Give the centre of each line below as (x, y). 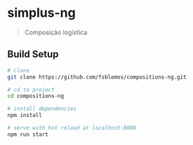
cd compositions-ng (36, 96)
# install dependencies (42, 109)
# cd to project (31, 90)
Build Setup (33, 54)
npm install (25, 116)
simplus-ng (41, 13)
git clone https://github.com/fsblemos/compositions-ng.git (97, 77)
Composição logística (56, 32)
